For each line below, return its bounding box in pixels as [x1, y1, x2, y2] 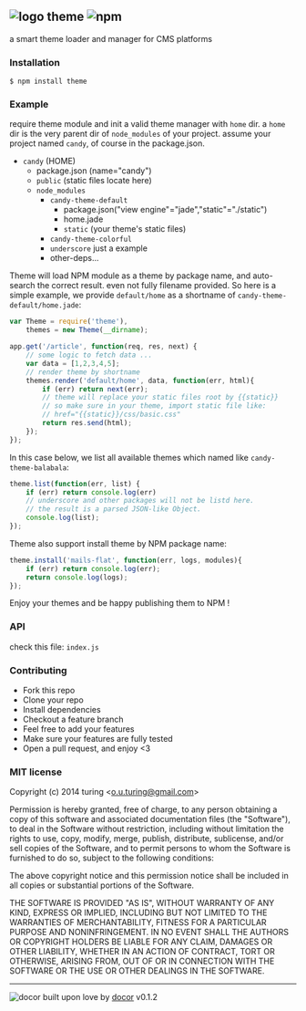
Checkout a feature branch [22, 714, 124, 724]
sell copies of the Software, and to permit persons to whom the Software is [9, 843, 291, 854]
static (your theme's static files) [63, 224, 187, 235]
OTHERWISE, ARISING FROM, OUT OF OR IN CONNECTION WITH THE [9, 955, 275, 967]
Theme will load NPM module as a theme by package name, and [9, 270, 251, 281]
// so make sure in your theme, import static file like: [42, 401, 267, 411]
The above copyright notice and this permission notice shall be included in [9, 870, 289, 881]
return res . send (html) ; [42, 419, 132, 428]
